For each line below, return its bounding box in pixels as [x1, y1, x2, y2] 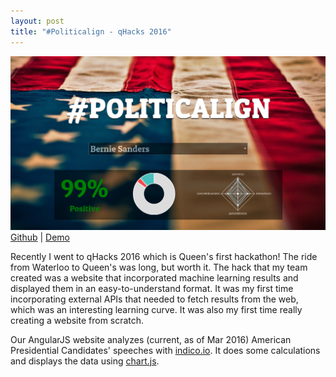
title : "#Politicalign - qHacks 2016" [10, 26, 172, 37]
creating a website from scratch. [10, 314, 145, 326]
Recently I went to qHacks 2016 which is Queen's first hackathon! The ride [10, 250, 318, 262]
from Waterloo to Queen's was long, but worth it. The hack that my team [10, 261, 308, 273]
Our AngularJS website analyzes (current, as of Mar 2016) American [10, 333, 292, 345]
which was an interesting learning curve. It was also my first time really [10, 303, 303, 315]
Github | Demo [10, 231, 71, 243]
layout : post [10, 16, 65, 26]
